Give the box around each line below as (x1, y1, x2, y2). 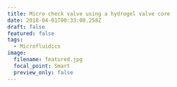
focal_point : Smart (13, 62, 71, 69)
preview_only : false (13, 69, 73, 76)
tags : (7, 36, 23, 43)
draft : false (7, 23, 45, 30)
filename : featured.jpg (13, 56, 83, 63)
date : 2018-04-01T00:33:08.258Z (7, 17, 101, 24)
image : (7, 50, 27, 57)
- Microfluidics (13, 43, 61, 50)
